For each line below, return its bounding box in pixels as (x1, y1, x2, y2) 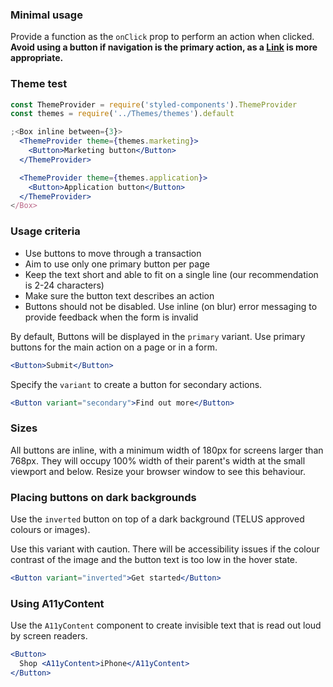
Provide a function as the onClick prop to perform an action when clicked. (10, 31, 315, 43)
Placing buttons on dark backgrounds (10, 490, 197, 504)
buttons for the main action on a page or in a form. (10, 341, 218, 353)
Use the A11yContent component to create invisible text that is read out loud (10, 619, 322, 632)
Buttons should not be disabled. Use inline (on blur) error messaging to (24, 300, 318, 312)
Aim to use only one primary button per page (24, 258, 210, 270)
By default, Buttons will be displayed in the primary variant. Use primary (10, 330, 306, 342)
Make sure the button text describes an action (24, 289, 215, 302)
